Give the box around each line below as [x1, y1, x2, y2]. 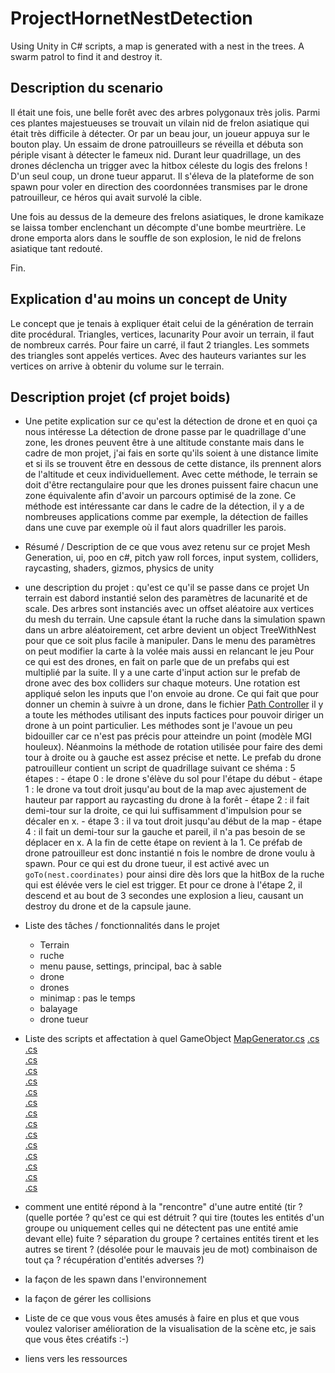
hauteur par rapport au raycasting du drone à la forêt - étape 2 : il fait [24, 794, 310, 806]
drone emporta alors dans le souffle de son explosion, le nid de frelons [10, 232, 302, 244]
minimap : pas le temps [39, 992, 136, 1004]
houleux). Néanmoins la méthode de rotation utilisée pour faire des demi [24, 741, 323, 753]
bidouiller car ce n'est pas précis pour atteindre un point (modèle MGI [24, 730, 312, 742]
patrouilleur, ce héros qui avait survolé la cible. [10, 191, 202, 203]
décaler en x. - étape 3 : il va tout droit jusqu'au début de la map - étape [24, 815, 322, 827]
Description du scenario [10, 80, 164, 97]
